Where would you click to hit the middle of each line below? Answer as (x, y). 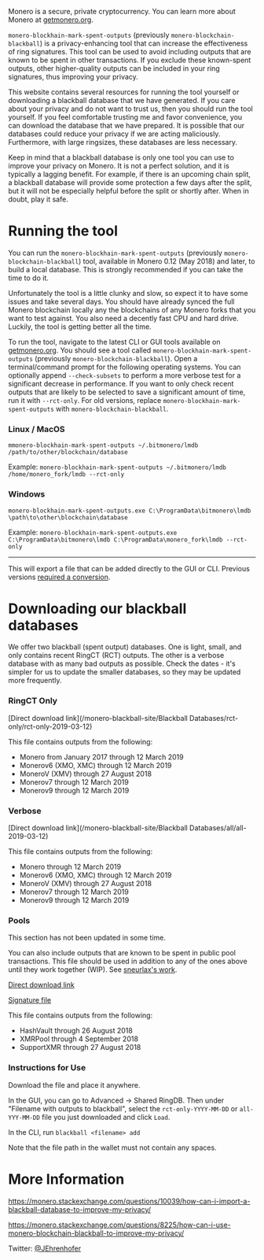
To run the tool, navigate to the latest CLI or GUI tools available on (114, 342)
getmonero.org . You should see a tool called (80, 350)
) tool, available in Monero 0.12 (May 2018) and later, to (167, 261)
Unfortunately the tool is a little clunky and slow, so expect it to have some (128, 293)
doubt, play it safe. (38, 199)
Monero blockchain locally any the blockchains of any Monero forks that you (132, 309)
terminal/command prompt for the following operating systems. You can (125, 367)
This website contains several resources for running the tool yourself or (124, 92)
